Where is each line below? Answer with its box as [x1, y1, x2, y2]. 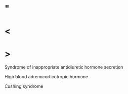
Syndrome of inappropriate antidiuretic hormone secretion [4, 64, 123, 70]
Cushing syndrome [4, 83, 43, 89]
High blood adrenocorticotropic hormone [4, 74, 88, 80]
